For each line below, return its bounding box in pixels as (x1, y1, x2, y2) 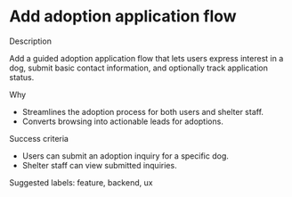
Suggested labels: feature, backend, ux (9, 176, 153, 188)
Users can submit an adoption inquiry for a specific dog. (21, 150, 230, 161)
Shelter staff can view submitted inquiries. (21, 160, 177, 170)
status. (9, 71, 35, 82)
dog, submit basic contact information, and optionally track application (9, 62, 269, 73)
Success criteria (9, 133, 69, 144)
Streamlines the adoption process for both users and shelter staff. (21, 106, 264, 117)
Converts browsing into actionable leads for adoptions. (21, 116, 224, 127)
